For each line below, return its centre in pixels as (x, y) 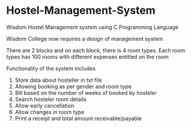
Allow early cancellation (44, 105)
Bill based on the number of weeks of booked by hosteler (86, 93)
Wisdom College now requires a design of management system (85, 38)
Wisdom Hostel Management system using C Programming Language (92, 27)
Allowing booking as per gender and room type (73, 86)
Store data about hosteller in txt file (58, 80)
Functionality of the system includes (51, 68)
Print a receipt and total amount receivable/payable (78, 118)
